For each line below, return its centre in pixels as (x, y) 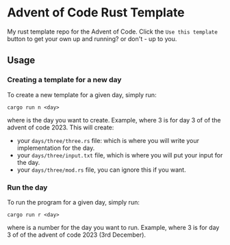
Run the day (27, 188)
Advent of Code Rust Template (96, 13)
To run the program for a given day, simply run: (74, 202)
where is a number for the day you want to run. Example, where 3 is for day (113, 227)
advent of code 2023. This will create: (61, 127)
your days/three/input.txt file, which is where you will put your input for (120, 155)
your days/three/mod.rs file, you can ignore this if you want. (101, 170)
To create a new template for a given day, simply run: (82, 94)
